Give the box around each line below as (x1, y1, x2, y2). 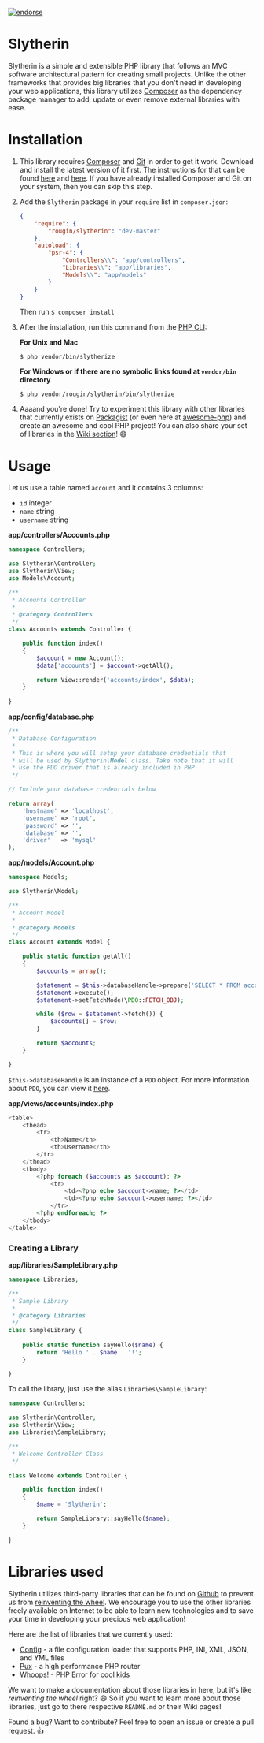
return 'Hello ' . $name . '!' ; (36, 1348, 143, 1356)
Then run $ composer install (19, 307, 115, 317)
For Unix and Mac (19, 337, 79, 347)
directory (19, 375, 51, 385)
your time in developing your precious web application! (8, 1614, 186, 1623)
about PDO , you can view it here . (8, 1083, 111, 1093)
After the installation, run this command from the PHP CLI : (19, 322, 207, 332)
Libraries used (8, 1562, 104, 1581)
